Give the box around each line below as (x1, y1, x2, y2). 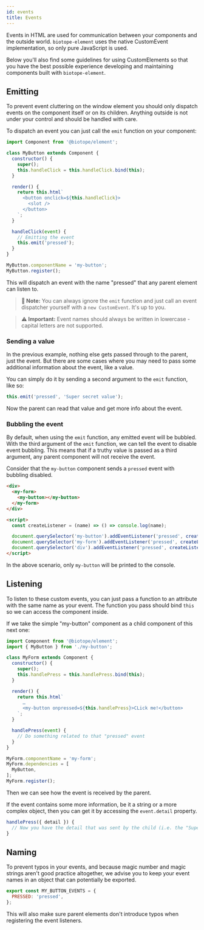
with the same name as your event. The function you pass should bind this (6, 602, 194, 609)
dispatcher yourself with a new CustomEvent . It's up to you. (21, 304, 166, 311)
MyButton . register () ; (6, 268, 61, 274)
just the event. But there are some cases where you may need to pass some (6, 357, 196, 365)
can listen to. (6, 285, 39, 293)
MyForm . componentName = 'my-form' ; (6, 755, 97, 762)
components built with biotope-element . (6, 69, 106, 76)
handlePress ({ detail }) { (6, 819, 75, 825)
